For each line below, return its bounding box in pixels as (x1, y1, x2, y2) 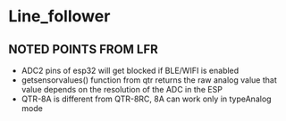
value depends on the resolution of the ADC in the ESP (21, 85, 223, 94)
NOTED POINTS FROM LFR (8, 42, 158, 57)
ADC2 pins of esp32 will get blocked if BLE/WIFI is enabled (21, 65, 240, 76)
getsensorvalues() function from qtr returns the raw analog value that (21, 75, 278, 85)
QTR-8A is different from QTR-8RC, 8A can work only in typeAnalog (21, 93, 272, 104)
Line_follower (8, 6, 111, 27)
